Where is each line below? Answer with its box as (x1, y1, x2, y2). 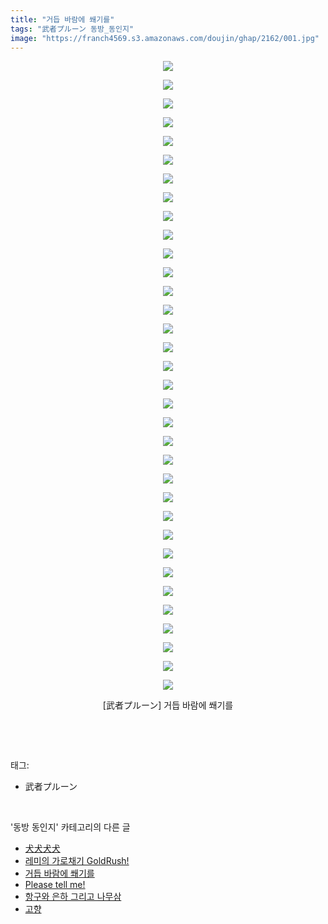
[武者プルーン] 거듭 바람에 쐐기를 (102, 699, 234, 711)
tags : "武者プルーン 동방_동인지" (10, 24, 135, 34)
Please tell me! (24, 879, 86, 891)
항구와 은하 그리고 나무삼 (24, 891, 122, 903)
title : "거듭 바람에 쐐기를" (10, 14, 115, 25)
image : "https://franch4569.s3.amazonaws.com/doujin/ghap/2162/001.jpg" (10, 33, 320, 43)
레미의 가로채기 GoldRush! (24, 855, 130, 867)
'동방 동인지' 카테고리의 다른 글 (10, 821, 131, 833)
